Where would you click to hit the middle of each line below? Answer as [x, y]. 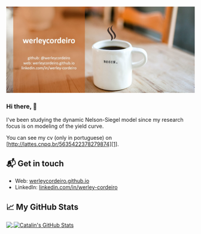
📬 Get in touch [35, 163]
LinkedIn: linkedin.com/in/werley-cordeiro [66, 187]
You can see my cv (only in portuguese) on [59, 137]
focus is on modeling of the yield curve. [55, 126]
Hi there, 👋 [22, 107]
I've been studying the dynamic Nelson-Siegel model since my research [95, 119]
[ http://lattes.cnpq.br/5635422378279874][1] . [63, 144]
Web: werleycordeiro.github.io [52, 181]
